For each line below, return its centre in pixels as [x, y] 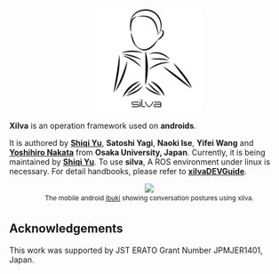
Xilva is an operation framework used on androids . [103, 126]
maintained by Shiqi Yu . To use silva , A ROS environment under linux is [140, 162]
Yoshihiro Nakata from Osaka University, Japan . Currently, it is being [137, 153]
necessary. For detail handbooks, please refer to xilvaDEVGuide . [128, 172]
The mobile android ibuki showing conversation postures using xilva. [149, 198]
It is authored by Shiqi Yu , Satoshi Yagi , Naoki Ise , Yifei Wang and [132, 143]
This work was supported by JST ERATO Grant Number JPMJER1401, [136, 250]
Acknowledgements [66, 229]
